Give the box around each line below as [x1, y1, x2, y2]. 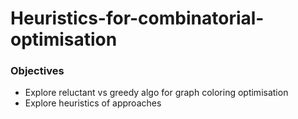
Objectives [10, 64, 65, 78]
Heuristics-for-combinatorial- [10, 7, 265, 30]
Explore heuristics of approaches [24, 97, 162, 109]
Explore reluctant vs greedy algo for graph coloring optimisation [24, 87, 289, 99]
